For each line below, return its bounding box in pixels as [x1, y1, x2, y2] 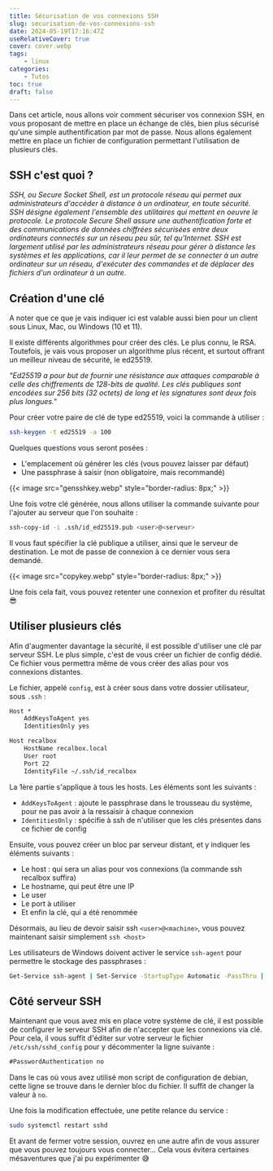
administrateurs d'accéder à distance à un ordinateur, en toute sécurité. [9, 199, 251, 209]
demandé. [9, 555, 43, 565]
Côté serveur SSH [9, 994, 102, 1008]
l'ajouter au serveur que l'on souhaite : [9, 507, 138, 517]
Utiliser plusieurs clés [9, 619, 122, 633]
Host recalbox [9, 737, 58, 746]
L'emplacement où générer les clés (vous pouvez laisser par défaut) [20, 458, 249, 469]
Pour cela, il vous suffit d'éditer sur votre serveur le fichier [9, 1033, 204, 1043]
